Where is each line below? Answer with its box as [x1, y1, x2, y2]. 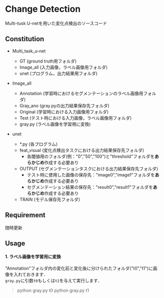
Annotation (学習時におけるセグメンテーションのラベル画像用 [19, 90, 144, 96]
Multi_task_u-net [12, 48, 46, 54]
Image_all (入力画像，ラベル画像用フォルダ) [19, 64, 108, 70]
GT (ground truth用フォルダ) [19, 58, 77, 64]
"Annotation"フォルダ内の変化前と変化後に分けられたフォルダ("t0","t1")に [5, 266, 153, 271]
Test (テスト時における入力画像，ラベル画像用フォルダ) [19, 115, 132, 121]
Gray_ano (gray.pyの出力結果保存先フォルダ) [19, 102, 109, 109]
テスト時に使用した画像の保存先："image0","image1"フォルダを [27, 172, 155, 178]
